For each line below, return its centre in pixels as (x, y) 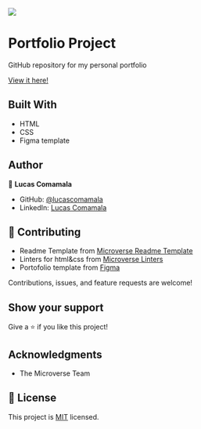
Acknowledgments (56, 354)
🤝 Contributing (45, 232)
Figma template (45, 140)
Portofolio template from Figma (70, 267)
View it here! (28, 80)
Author (25, 165)
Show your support (56, 307)
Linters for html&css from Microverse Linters (91, 260)
